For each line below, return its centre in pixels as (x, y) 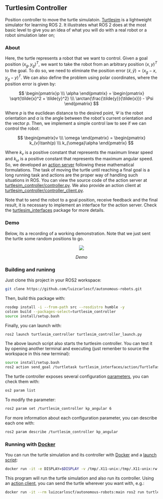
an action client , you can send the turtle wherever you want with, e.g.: (75, 483)
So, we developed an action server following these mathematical (70, 165)
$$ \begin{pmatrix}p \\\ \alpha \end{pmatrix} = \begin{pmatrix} (81, 93)
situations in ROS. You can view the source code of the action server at (76, 180)
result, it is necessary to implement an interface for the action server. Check (81, 205)
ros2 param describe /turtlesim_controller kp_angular (62, 432)
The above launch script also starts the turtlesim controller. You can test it (79, 343)
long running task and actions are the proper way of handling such (72, 175)
